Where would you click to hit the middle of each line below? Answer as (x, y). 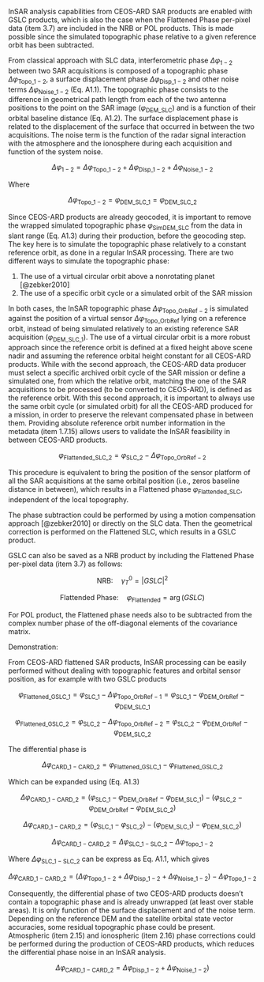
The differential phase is (47, 749)
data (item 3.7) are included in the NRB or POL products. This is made (121, 28)
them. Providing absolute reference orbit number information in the (117, 423)
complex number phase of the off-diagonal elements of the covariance (123, 623)
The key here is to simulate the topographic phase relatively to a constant (127, 244)
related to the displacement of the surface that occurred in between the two (131, 127)
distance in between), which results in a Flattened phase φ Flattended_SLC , (125, 490)
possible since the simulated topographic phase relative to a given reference (132, 36)
